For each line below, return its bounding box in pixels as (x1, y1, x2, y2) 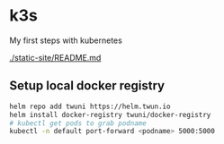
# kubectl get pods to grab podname (9, 118, 147, 128)
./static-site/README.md (9, 52, 102, 63)
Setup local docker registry (9, 78, 165, 94)
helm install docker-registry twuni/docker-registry (9, 110, 211, 119)
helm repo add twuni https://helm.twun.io (9, 102, 171, 111)
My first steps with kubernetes (9, 35, 123, 46)
